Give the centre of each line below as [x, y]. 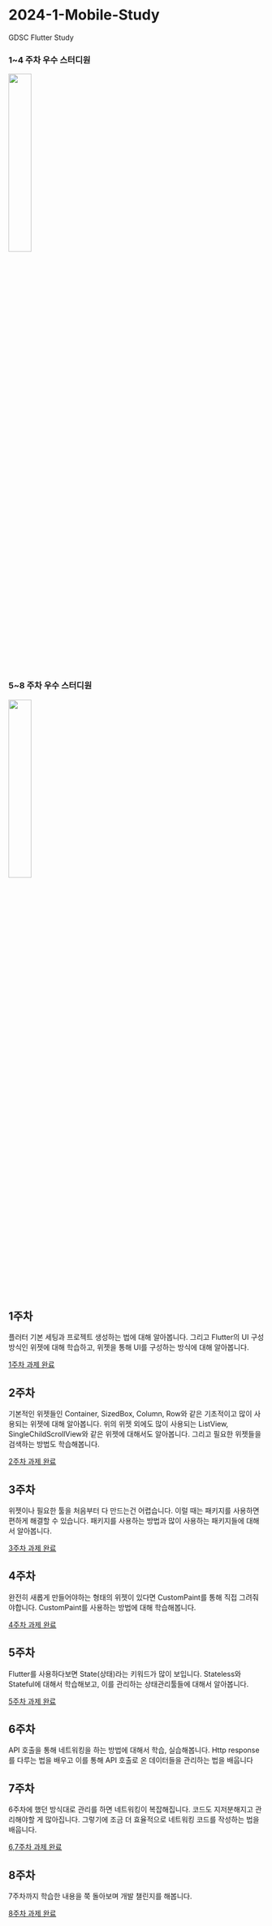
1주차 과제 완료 [32, 1364]
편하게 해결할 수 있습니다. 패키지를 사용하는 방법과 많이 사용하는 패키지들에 [127, 1520]
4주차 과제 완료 [32, 1624]
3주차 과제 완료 [32, 1548]
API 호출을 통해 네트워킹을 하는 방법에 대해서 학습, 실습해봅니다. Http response [134, 1750]
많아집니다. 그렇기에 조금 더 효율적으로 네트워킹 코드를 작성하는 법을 [152, 1820]
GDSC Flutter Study [41, 37]
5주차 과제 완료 [32, 1701]
